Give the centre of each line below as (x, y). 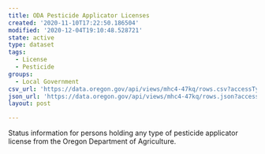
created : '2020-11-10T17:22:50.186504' (74, 23)
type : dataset (32, 45)
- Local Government (47, 81)
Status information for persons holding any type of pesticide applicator (123, 133)
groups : (21, 74)
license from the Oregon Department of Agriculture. (92, 141)
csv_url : (22, 89)
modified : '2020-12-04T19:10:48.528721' (76, 30)
